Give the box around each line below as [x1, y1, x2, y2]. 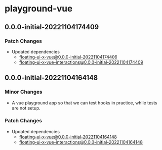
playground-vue [4, 3, 73, 14]
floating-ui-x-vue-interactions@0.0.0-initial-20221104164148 [19, 139, 143, 145]
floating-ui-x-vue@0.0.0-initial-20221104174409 [19, 54, 118, 60]
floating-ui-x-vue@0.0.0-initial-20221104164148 [19, 134, 117, 140]
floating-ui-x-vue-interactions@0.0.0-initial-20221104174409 [19, 59, 144, 65]
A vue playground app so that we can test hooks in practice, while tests [11, 100, 158, 105]
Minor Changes [4, 89, 42, 96]
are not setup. [11, 105, 40, 111]
